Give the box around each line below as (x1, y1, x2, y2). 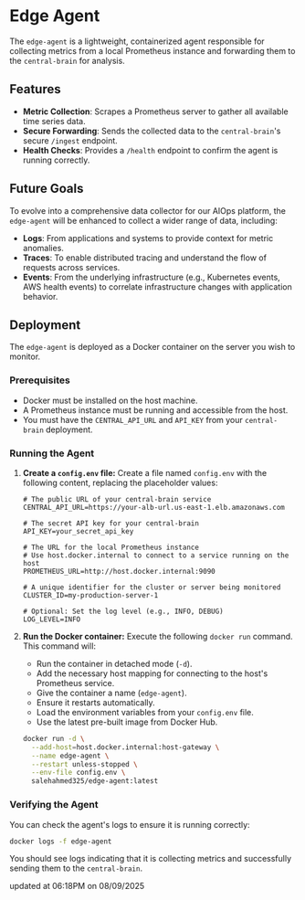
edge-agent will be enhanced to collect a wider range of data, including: (9, 215, 279, 226)
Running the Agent (9, 447, 95, 460)
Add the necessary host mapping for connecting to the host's (36, 668, 268, 679)
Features (9, 81, 61, 97)
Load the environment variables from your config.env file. (36, 706, 254, 717)
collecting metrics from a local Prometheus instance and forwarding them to (9, 45, 296, 56)
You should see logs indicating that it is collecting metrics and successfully (9, 853, 292, 864)
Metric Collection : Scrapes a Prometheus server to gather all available (22, 106, 289, 117)
